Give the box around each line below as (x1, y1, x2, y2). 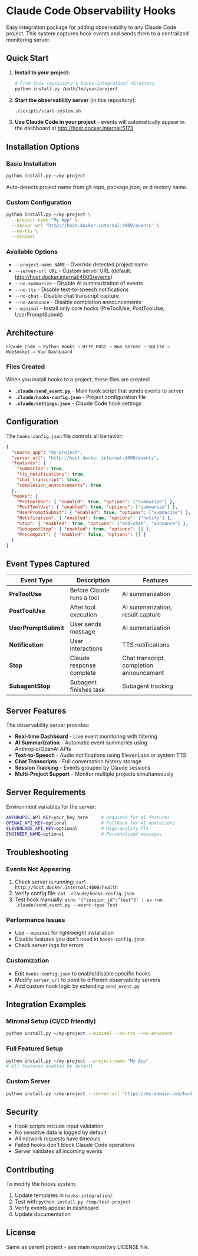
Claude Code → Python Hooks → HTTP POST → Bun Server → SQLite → (6, 344, 170, 350)
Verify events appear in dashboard (14, 1204, 99, 1212)
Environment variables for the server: (6, 803, 96, 810)
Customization (6, 957, 49, 965)
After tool (70, 603, 96, 611)
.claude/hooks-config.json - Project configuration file (14, 394, 146, 401)
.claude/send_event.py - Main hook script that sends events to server (14, 387, 184, 394)
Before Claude (70, 586, 110, 595)
